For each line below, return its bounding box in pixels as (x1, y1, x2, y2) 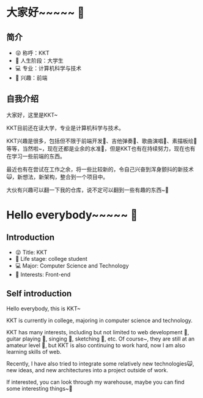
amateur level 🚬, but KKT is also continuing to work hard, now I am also (6, 341, 185, 349)
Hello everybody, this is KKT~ (6, 304, 81, 312)
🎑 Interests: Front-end (15, 271, 71, 278)
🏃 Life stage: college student (15, 255, 87, 262)
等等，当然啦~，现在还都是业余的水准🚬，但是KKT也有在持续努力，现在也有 (6, 145, 196, 152)
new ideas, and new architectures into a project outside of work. (6, 366, 169, 374)
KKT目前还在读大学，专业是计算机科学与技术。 (6, 124, 124, 132)
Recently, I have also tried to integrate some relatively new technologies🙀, (6, 359, 194, 367)
